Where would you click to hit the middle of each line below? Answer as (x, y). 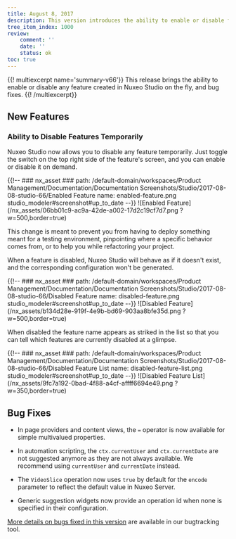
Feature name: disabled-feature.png (127, 296)
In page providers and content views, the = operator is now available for (121, 430)
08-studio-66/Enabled (40, 196)
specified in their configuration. (63, 508)
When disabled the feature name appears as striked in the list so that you (113, 332)
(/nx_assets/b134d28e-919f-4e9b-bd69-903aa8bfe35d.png (94, 311)
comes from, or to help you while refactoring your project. (91, 246)
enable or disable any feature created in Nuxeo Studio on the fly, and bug (113, 87)
